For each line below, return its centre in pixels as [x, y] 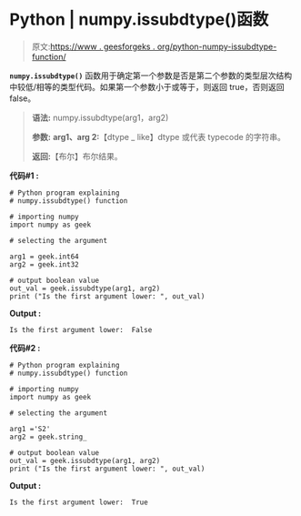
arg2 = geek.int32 [44, 264]
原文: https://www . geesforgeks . [93, 46]
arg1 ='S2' [30, 429]
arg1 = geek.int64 [44, 257]
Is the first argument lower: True [79, 502]
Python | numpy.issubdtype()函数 [139, 20]
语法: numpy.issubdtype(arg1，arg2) [100, 117]
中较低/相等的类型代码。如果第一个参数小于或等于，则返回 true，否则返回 [147, 86]
